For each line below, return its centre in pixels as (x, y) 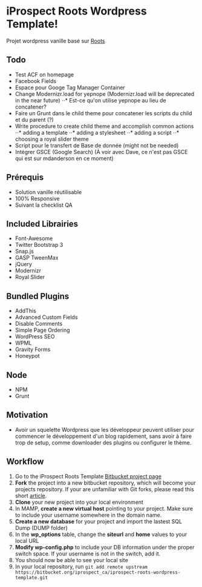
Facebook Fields (35, 81)
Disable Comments (39, 324)
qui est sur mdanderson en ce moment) (64, 158)
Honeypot (28, 356)
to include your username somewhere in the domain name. (88, 515)
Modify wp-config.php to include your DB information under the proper (105, 547)
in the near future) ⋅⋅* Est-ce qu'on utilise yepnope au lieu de (90, 100)
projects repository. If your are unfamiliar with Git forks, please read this (105, 489)
